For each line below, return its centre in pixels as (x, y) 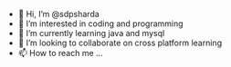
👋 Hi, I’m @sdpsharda (59, 14)
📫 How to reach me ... (60, 53)
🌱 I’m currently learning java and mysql (91, 33)
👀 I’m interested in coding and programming (101, 24)
